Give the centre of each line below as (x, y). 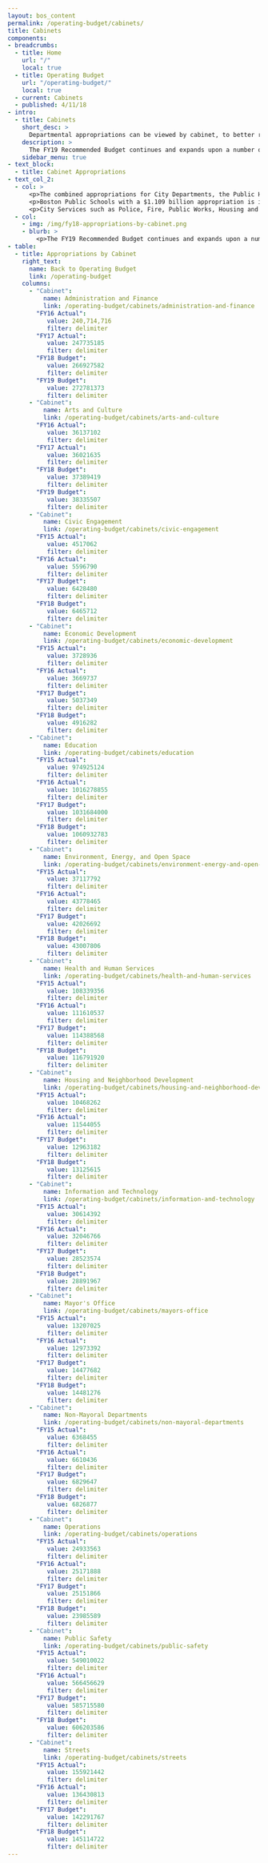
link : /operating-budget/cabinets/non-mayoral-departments (144, 1423)
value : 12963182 (74, 1147)
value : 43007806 (74, 946)
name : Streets (66, 1750)
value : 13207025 (74, 1326)
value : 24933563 (74, 1549)
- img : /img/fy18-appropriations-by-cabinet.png (104, 224)
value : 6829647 (72, 1482)
